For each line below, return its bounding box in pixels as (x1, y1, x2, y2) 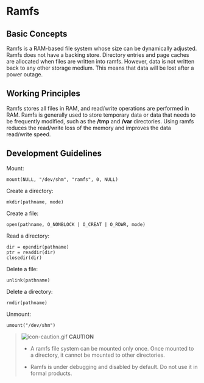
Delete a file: (6, 265, 38, 272)
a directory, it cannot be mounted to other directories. (30, 351, 166, 359)
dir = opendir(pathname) (6, 244, 69, 250)
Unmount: (6, 310, 32, 318)
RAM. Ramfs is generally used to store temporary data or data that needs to (6, 111, 196, 119)
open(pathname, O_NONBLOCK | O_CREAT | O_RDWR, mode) (6, 221, 146, 227)
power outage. (6, 71, 43, 78)
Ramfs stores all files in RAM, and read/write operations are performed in (6, 104, 189, 112)
